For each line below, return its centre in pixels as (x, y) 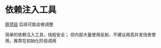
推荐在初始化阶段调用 (35, 40)
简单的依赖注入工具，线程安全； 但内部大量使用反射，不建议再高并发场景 (78, 34)
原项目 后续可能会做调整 (29, 24)
